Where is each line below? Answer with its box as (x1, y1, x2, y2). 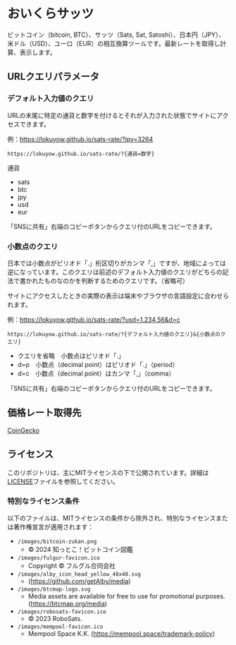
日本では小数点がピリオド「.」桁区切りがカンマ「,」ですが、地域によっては (7, 258, 227, 267)
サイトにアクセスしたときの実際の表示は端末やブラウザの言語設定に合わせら (7, 291, 230, 300)
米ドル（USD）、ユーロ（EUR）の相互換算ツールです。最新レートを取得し (7, 39, 221, 47)
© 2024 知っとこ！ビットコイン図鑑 (27, 545, 133, 553)
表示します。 (19, 48, 56, 56)
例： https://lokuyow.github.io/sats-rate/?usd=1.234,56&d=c (7, 315, 181, 324)
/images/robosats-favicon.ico (17, 608, 107, 615)
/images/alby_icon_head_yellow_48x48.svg (17, 570, 141, 578)
